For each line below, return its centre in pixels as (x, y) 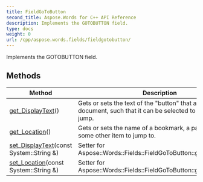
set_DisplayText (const (41, 145)
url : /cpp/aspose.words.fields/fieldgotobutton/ (69, 40)
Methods (24, 76)
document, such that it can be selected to (137, 110)
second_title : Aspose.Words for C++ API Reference (71, 17)
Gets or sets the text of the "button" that (135, 103)
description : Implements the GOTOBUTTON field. (67, 23)
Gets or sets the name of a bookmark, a (134, 128)
